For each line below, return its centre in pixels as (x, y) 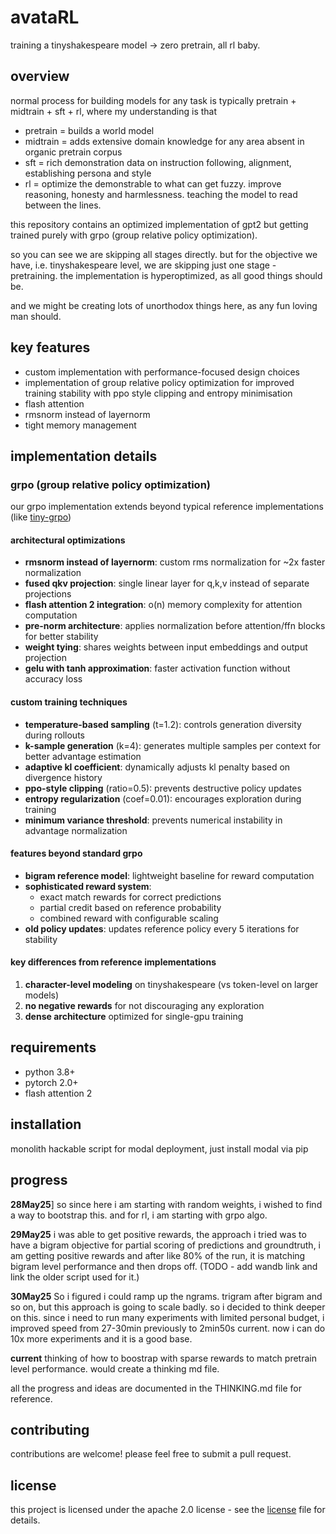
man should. (36, 316)
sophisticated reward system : (88, 886)
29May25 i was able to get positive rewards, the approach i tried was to (158, 1234)
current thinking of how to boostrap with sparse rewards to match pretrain (163, 1358)
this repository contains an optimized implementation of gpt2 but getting (159, 224)
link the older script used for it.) (75, 1277)
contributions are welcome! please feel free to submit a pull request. (151, 1454)
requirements (53, 1047)
